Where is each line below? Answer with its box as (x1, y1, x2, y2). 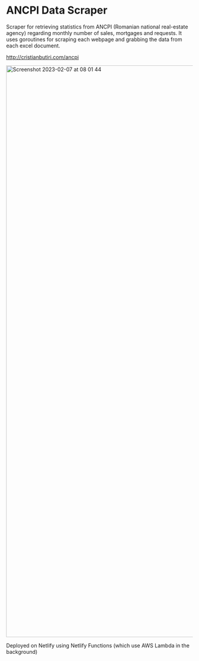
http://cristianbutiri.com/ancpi (6, 53, 79, 60)
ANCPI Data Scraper (6, 4, 108, 17)
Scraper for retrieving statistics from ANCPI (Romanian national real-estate (6, 23, 188, 30)
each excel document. (6, 42, 60, 49)
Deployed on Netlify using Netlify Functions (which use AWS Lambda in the (6, 641, 190, 649)
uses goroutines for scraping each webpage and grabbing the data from (6, 36, 182, 43)
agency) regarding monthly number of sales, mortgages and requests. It (6, 29, 182, 36)
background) (6, 648, 38, 655)
